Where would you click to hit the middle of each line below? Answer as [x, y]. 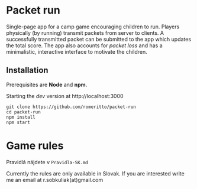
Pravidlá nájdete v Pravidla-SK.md [47, 162]
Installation [27, 71]
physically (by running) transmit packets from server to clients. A [85, 32]
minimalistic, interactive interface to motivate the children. [77, 51]
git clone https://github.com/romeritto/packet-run [71, 107]
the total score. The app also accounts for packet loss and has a [84, 45]
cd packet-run [24, 112]
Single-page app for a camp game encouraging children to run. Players [93, 27]
